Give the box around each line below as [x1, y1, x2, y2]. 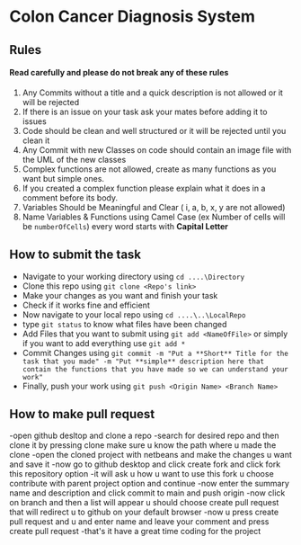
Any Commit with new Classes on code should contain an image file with [22, 144, 292, 155]
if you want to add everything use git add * [22, 337, 186, 348]
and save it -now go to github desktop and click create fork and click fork [9, 459, 281, 469]
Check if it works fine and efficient [22, 299, 150, 310]
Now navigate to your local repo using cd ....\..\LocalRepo [22, 308, 246, 320]
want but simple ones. [22, 173, 105, 183]
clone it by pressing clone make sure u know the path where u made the [9, 440, 277, 451]
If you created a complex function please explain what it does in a [22, 183, 266, 193]
